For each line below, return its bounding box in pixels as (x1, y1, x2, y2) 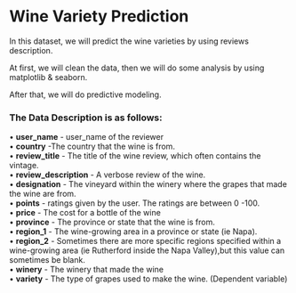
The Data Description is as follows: (9, 111, 163, 124)
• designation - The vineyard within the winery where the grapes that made (9, 179, 287, 190)
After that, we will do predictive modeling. (9, 89, 162, 100)
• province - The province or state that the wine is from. (9, 216, 215, 228)
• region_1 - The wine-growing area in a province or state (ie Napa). (9, 226, 258, 237)
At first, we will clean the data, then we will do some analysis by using (9, 62, 265, 73)
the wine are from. (9, 189, 77, 199)
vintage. (9, 160, 39, 171)
